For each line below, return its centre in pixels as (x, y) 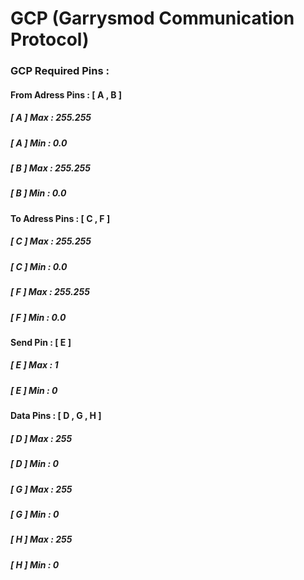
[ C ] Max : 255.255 (51, 241)
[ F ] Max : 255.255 (50, 292)
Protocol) (50, 39)
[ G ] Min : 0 (35, 514)
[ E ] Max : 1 (34, 365)
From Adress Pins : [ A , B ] (66, 94)
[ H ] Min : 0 (35, 564)
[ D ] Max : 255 (41, 438)
